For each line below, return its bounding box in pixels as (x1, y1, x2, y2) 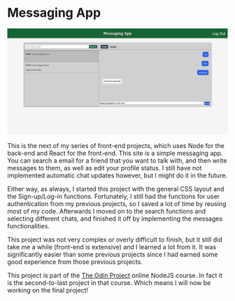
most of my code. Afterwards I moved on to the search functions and (7, 207, 206, 215)
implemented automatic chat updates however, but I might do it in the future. (7, 171, 228, 179)
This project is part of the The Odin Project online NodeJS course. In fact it (7, 271, 222, 279)
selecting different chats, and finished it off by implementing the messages (7, 214, 223, 223)
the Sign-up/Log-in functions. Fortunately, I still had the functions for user (7, 192, 220, 200)
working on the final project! (7, 286, 89, 294)
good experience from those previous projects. (7, 257, 143, 266)
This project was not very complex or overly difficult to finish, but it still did (7, 235, 222, 244)
